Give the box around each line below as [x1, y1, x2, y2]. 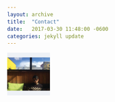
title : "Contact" [7, 18, 60, 25]
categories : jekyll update [7, 33, 84, 40]
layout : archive [7, 11, 53, 18]
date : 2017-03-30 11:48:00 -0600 [7, 25, 109, 32]
